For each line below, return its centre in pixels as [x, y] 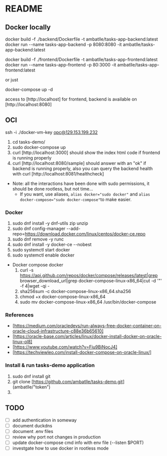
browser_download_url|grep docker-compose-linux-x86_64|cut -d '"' [91, 281]
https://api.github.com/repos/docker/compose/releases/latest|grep [89, 275]
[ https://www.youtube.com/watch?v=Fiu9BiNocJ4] [65, 347]
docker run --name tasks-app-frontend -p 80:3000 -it [61, 65]
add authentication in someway [45, 420]
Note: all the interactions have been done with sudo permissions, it [81, 183]
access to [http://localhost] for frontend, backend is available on [71, 99]
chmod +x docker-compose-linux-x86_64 [63, 297]
